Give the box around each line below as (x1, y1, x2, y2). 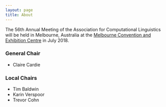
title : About (5, 12, 33, 17)
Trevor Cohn (12, 97, 39, 103)
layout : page (5, 7, 33, 13)
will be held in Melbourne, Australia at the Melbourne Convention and (5, 32, 151, 38)
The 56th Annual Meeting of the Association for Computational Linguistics (5, 26, 161, 32)
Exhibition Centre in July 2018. (5, 37, 69, 44)
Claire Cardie (12, 61, 41, 68)
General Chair (5, 50, 41, 57)
